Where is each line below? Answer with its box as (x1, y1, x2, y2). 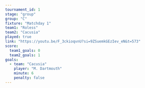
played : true (5, 35, 32, 40)
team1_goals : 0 (9, 48, 41, 53)
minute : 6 (14, 71, 34, 76)
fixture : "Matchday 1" (5, 21, 51, 26)
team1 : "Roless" (5, 25, 38, 30)
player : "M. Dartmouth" (14, 66, 62, 71)
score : (5, 44, 19, 48)
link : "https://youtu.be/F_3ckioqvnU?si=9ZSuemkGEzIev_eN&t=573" (5, 39, 141, 44)
